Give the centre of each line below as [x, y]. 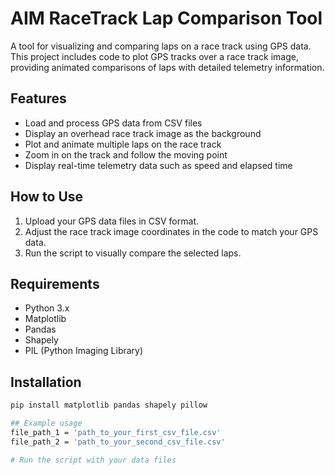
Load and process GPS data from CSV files [113, 123]
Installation [46, 382]
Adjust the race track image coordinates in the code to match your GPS [171, 231]
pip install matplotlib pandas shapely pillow [109, 405]
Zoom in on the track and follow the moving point [126, 154]
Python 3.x [47, 308]
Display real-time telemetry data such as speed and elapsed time [158, 165]
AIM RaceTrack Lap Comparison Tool [166, 18]
